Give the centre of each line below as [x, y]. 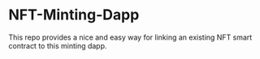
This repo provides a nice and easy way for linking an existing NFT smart [130, 37]
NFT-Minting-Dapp [74, 15]
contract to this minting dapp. [58, 45]
